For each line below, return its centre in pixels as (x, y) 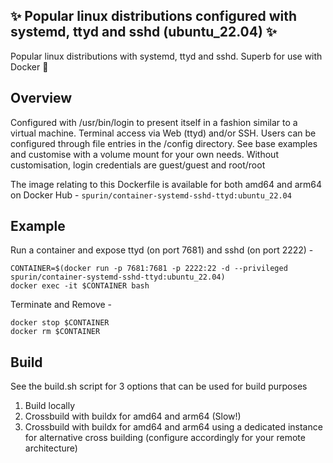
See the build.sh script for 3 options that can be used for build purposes (159, 386)
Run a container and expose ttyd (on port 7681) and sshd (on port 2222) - (162, 250)
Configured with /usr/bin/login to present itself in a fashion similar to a (154, 122)
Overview (41, 98)
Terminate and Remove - (61, 305)
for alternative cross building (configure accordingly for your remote (165, 438)
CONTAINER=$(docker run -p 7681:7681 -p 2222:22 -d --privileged (149, 269)
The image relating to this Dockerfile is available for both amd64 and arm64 (166, 184)
